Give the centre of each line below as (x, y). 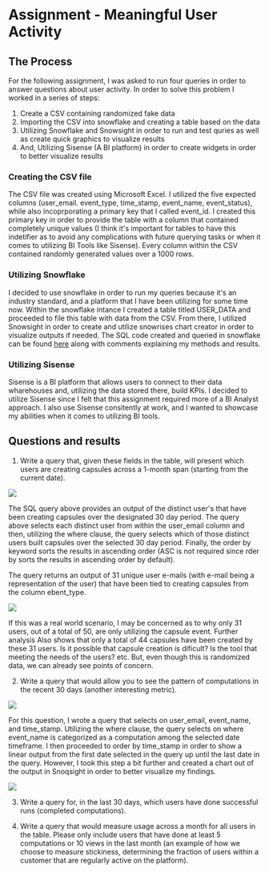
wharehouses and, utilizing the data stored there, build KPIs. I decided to (128, 390)
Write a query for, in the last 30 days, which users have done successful (139, 802)
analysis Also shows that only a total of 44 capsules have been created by (131, 639)
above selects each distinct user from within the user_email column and (126, 525)
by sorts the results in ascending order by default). (92, 559)
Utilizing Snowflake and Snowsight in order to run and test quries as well (139, 131)
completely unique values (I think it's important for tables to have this (122, 228)
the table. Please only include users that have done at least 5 (120, 834)
